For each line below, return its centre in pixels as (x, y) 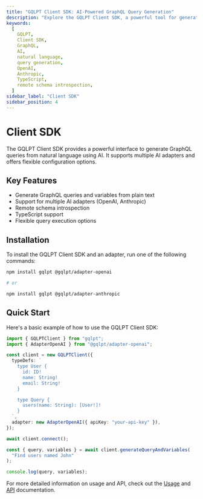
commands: (21, 261)
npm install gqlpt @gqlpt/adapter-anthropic (63, 294)
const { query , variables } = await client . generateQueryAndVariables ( (98, 450)
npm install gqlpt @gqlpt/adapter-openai (59, 272)
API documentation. (31, 490)
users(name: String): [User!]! (62, 405)
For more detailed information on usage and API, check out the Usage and (98, 484)
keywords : (19, 23)
